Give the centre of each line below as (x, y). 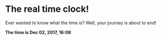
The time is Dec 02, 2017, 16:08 (38, 32)
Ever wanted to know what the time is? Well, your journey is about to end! (81, 23)
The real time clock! (47, 9)
